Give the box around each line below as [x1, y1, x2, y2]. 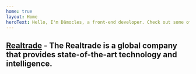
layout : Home [6, 14, 38, 20]
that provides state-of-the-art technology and [6, 50, 177, 60]
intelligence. [6, 58, 52, 68]
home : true [6, 8, 33, 14]
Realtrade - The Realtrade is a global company [6, 40, 178, 50]
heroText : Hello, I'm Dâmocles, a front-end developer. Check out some [6, 19, 184, 25]
